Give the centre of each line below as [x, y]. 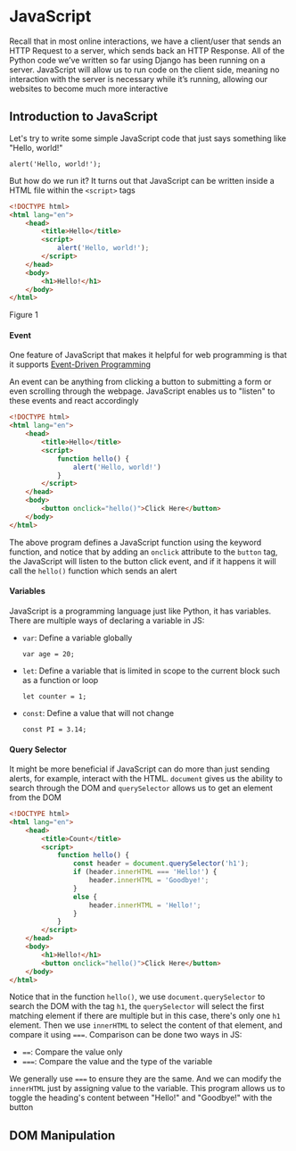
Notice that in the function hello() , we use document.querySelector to [137, 997]
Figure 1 [24, 315]
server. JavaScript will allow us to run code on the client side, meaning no [144, 70]
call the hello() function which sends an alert [93, 571]
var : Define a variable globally [77, 638]
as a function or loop [60, 680]
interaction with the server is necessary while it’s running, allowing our [138, 79]
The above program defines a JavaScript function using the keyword [136, 542]
